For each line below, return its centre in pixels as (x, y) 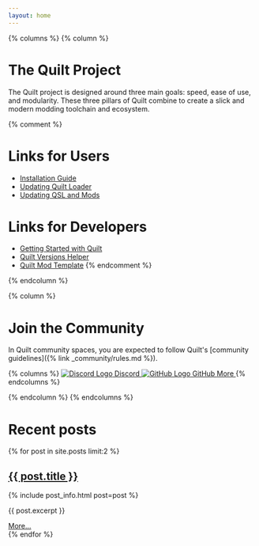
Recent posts (53, 429)
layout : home (30, 15)
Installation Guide (48, 178)
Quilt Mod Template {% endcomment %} (86, 265)
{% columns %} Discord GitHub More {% (127, 373)
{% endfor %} (31, 534)
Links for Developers (78, 227)
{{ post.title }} (43, 476)
